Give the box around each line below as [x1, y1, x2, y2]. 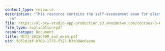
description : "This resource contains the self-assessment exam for [5, 12, 148, 17]
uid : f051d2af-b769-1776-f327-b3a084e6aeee [5, 39, 96, 44]
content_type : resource [5, 7, 54, 12]
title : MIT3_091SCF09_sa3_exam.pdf [5, 34, 78, 39]
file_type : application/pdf [5, 25, 63, 30]
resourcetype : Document [5, 30, 54, 34]
